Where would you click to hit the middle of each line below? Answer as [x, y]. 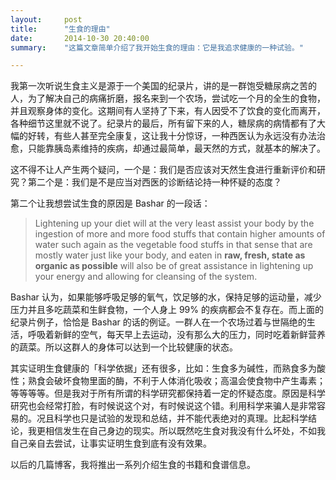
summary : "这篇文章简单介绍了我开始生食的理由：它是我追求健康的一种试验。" [157, 47]
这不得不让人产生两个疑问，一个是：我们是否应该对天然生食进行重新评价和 [163, 170]
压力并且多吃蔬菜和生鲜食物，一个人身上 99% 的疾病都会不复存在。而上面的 [167, 310]
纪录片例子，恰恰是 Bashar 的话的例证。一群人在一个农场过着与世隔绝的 [158, 322]
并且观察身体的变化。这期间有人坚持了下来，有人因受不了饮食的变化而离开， [168, 111]
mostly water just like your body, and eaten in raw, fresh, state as [170, 255]
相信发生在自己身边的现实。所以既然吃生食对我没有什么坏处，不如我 [185, 431]
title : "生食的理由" [60, 29]
